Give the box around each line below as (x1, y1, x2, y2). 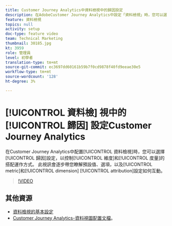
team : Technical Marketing (5, 36, 63, 41)
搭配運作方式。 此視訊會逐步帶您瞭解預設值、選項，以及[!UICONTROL (5, 161, 153, 167)
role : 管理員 (5, 50, 31, 55)
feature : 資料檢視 (5, 17, 42, 22)
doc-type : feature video (5, 31, 58, 36)
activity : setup (5, 27, 40, 32)
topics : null (5, 21, 33, 27)
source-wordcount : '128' (5, 74, 58, 79)
